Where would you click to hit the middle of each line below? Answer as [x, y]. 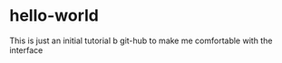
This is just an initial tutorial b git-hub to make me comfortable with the [141, 40]
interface [26, 49]
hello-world [54, 16]
